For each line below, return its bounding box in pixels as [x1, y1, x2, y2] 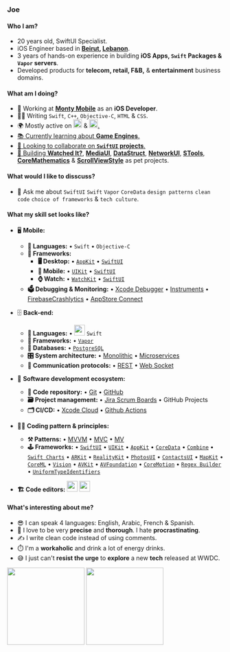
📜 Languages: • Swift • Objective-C [27, 242, 130, 250]
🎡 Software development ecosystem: [16, 374, 126, 382]
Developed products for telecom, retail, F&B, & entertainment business [16, 67, 221, 75]
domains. [16, 73, 43, 82]
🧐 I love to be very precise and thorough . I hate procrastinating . [16, 526, 200, 534]
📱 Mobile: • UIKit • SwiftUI [37, 266, 116, 275]
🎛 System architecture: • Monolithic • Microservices [27, 351, 180, 360]
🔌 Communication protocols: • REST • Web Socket [27, 361, 174, 369]
